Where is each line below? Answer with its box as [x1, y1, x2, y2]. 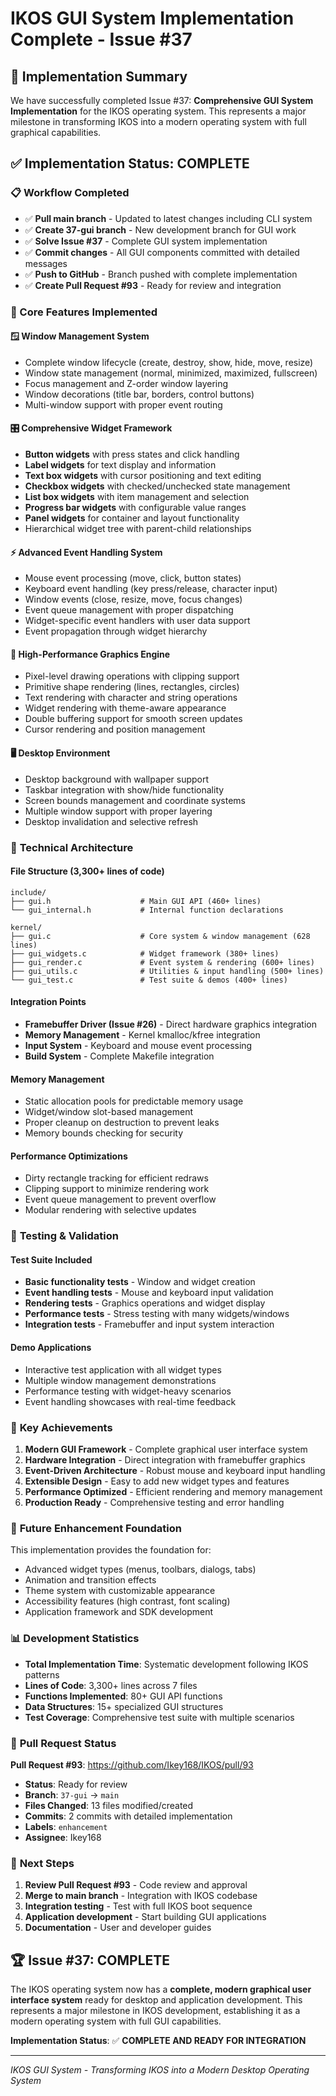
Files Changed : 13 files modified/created [24, 1799, 194, 1811]
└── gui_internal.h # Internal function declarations [10, 905, 284, 915]
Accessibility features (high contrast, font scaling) [24, 1595, 231, 1607]
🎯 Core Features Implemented [10, 305, 158, 319]
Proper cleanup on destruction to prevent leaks [24, 1117, 220, 1129]
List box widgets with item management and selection [24, 491, 250, 503]
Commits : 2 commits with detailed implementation [24, 1810, 233, 1822]
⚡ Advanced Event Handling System [10, 546, 163, 558]
